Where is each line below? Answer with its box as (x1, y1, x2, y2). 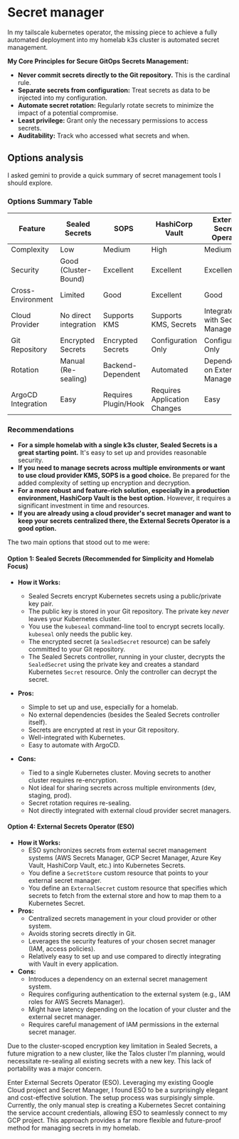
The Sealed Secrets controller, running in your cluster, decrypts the (28, 652, 225, 660)
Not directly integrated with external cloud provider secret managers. (28, 806, 231, 814)
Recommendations (7, 424, 75, 434)
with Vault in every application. (28, 959, 119, 968)
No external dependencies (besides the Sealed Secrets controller (28, 710, 221, 719)
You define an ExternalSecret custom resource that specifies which (28, 884, 228, 892)
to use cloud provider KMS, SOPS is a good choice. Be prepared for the (17, 471, 230, 480)
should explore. (7, 178, 53, 187)
